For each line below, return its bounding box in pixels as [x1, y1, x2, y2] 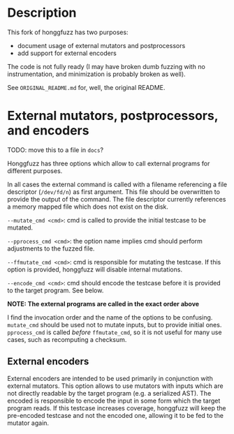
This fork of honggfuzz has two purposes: [7, 28, 129, 36]
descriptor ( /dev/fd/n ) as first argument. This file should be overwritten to [7, 187, 220, 196]
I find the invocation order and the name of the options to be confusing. [7, 313, 213, 322]
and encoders [7, 123, 89, 139]
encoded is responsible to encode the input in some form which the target [7, 396, 221, 405]
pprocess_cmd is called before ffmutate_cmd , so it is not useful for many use [7, 328, 222, 336]
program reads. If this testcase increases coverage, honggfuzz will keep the [7, 403, 226, 412]
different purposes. [7, 166, 63, 175]
